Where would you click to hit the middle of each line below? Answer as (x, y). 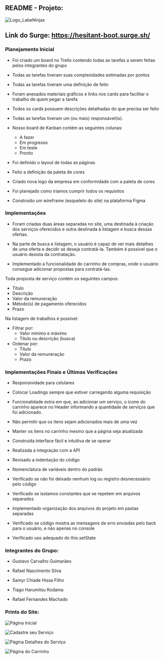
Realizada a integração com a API (46, 450)
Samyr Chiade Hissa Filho (38, 580)
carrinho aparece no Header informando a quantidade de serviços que (83, 407)
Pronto (26, 153)
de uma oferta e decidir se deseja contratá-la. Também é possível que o (85, 249)
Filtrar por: (23, 328)
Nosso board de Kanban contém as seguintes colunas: (67, 128)
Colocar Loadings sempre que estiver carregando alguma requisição (81, 392)
